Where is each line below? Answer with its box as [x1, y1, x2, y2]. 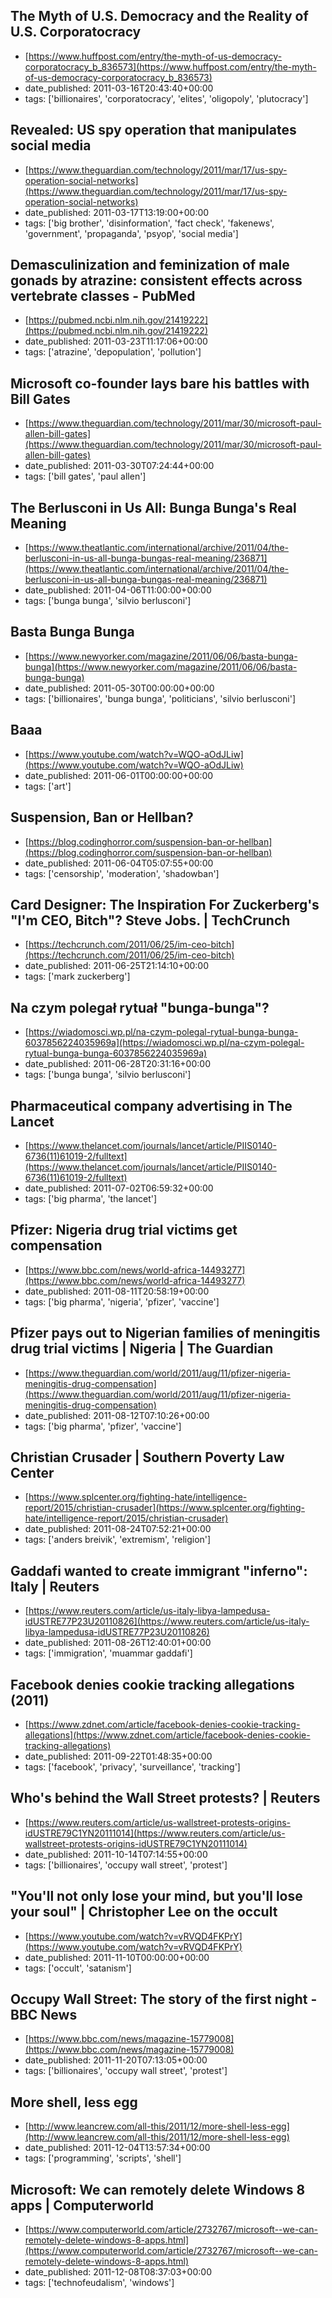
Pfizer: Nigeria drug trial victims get [10, 1222, 238, 1239]
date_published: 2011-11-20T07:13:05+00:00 [24, 2054, 208, 2066]
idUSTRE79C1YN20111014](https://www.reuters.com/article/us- [24, 1827, 286, 1839]
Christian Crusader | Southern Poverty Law [10, 1449, 285, 1466]
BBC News [10, 2007, 78, 2024]
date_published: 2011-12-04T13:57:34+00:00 [24, 2142, 211, 2154]
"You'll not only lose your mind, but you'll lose [10, 1888, 303, 1905]
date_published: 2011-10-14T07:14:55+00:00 [24, 1848, 208, 1860]
